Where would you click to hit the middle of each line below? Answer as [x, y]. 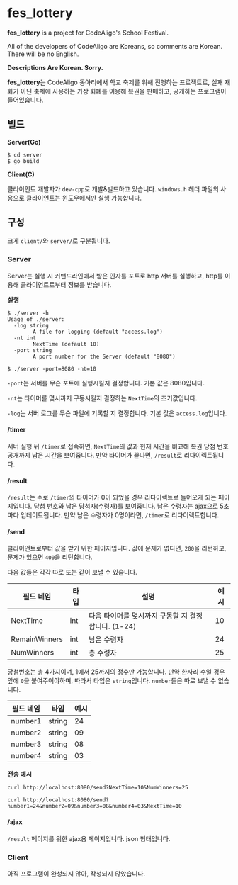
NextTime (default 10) [66, 344]
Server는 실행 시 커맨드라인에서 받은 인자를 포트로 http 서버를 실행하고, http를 [115, 276]
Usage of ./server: [36, 319]
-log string [32, 325]
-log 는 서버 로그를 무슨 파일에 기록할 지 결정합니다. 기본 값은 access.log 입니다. [117, 413]
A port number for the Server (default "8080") [104, 356]
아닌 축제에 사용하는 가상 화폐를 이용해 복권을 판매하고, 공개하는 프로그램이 [123, 91]
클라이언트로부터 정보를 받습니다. [66, 284]
